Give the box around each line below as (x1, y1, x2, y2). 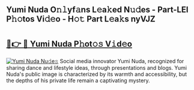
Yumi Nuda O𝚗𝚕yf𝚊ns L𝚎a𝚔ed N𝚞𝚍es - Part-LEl (6, 5, 189, 15)
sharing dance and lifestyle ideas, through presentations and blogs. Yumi (6, 64, 187, 71)
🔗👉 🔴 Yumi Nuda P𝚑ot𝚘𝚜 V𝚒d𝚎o (6, 39, 133, 49)
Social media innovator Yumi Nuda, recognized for (59, 58, 184, 64)
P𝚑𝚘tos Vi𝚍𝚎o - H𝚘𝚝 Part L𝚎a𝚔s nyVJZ (6, 14, 156, 24)
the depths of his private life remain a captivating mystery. (6, 77, 150, 84)
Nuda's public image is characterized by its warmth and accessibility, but (6, 71, 187, 77)
